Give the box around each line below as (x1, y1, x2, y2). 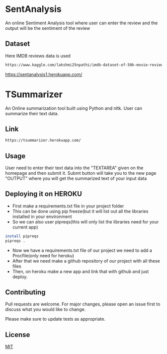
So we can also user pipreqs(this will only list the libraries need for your (12, 218, 159, 224)
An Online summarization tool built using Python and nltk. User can (5, 105, 143, 111)
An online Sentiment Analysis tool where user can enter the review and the (5, 20, 158, 26)
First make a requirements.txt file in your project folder (12, 203, 124, 209)
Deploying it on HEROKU (5, 190, 82, 198)
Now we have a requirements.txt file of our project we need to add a (12, 247, 153, 253)
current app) (12, 224, 38, 230)
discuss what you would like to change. (5, 306, 86, 312)
